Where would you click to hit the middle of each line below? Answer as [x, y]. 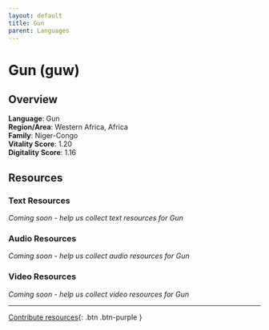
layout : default [35, 16]
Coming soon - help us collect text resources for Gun [96, 218]
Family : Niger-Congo [43, 136]
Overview [33, 99]
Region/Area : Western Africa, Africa [68, 127]
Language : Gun [34, 119]
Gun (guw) [44, 70]
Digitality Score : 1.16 [42, 153]
